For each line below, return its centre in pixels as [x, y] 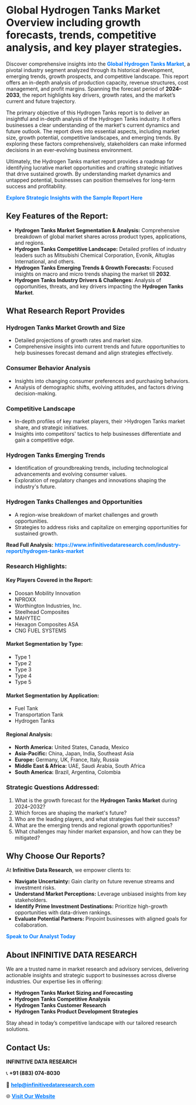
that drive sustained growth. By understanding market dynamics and [89, 174]
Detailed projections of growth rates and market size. [78, 340]
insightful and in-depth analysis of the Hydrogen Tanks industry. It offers [94, 118]
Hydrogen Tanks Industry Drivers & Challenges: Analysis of [88, 280]
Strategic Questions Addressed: [53, 788]
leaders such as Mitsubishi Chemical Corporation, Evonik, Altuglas [94, 255]
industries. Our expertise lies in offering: [54, 982]
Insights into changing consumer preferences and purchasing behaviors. [102, 381]
